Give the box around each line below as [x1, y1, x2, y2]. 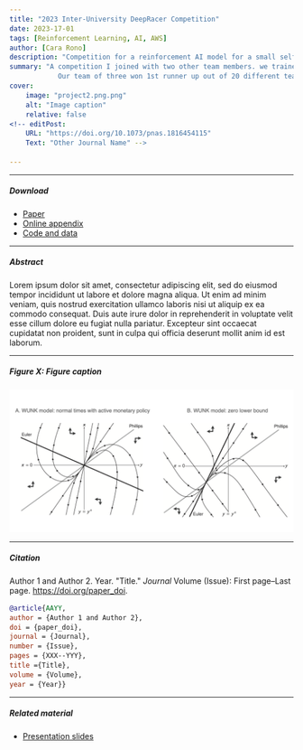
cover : [9, 81, 34, 90]
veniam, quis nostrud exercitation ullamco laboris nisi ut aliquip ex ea [9, 298, 265, 309]
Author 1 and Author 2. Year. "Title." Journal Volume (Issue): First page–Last [9, 575, 291, 586]
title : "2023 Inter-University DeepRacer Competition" [9, 14, 220, 23]
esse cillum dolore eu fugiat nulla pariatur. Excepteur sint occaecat [9, 317, 257, 329]
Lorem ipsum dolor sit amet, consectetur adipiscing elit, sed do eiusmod [9, 279, 278, 290]
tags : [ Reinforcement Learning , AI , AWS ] [9, 33, 168, 42]
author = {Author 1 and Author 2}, [9, 613, 143, 623]
